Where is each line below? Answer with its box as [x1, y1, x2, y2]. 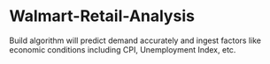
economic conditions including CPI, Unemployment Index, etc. [9, 44, 236, 54]
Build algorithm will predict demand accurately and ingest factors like [9, 35, 261, 46]
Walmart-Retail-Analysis [9, 6, 195, 26]
